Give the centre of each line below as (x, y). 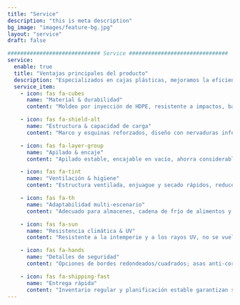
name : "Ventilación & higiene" (73, 179)
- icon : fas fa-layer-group (62, 146)
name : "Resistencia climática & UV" (81, 231)
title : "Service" (33, 14)
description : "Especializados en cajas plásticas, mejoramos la (111, 80)
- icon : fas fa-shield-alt (60, 120)
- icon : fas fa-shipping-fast (65, 276)
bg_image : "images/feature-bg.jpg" (60, 27)
